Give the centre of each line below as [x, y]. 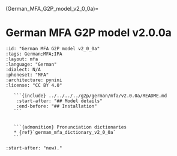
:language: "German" [31, 64]
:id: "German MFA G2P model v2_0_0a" [53, 48]
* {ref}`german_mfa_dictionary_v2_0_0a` [65, 132]
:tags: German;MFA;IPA [34, 54]
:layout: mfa [22, 59]
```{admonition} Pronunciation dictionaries [70, 127]
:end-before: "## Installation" [57, 106]
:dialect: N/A [23, 69]
